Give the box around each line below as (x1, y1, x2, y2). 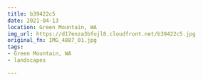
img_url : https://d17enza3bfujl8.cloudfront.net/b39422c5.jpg (7, 30, 196, 38)
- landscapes (7, 57, 46, 64)
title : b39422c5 (7, 10, 56, 18)
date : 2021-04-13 (7, 17, 59, 24)
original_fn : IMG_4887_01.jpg (7, 37, 98, 44)
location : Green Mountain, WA (7, 23, 98, 31)
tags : (7, 43, 24, 50)
